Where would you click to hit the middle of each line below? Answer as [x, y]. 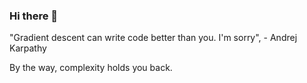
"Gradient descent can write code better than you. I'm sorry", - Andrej [153, 38]
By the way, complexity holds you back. [91, 68]
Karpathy [28, 48]
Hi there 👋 [34, 16]
